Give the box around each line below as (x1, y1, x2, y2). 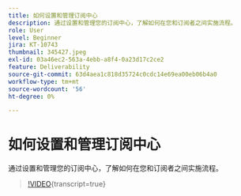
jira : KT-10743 (8, 41, 58, 49)
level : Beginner (8, 33, 62, 42)
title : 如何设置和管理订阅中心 (8, 11, 98, 20)
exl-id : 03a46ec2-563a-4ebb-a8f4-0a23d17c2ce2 (8, 56, 164, 64)
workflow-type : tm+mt (8, 77, 80, 85)
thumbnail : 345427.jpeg (8, 48, 87, 56)
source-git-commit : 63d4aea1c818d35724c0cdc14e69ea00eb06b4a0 (8, 70, 217, 78)
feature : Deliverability (8, 63, 90, 71)
